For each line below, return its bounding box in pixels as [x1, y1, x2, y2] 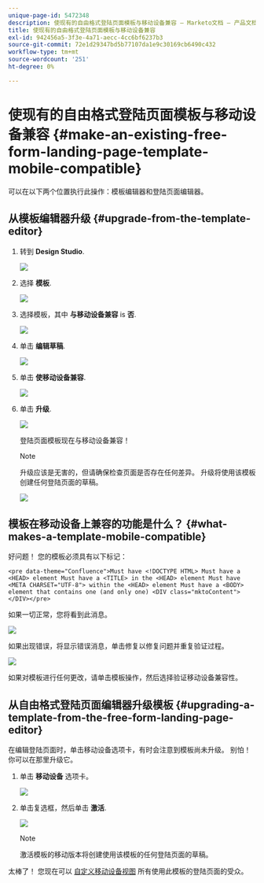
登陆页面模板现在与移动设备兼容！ [19, 435, 130, 445]
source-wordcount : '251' [8, 56, 90, 64]
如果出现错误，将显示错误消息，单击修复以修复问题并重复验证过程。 [8, 641, 229, 651]
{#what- [185, 517, 228, 530]
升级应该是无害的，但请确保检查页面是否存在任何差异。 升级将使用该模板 [19, 467, 256, 477]
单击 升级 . [19, 404, 52, 413]
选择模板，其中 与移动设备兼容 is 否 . [19, 309, 137, 319]
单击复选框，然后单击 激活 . [19, 804, 107, 813]
